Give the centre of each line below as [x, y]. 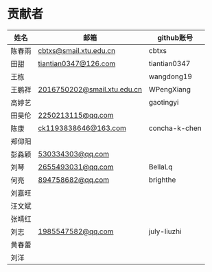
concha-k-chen [175, 128]
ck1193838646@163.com [82, 128]
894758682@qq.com [74, 180]
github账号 [175, 37]
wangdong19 [170, 76]
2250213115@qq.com [76, 115]
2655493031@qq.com [76, 167]
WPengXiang [169, 89]
